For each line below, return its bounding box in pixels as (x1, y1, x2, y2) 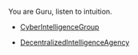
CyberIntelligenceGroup (19, 22, 99, 31)
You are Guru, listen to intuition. (8, 7, 112, 16)
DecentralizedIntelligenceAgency (19, 37, 130, 47)
